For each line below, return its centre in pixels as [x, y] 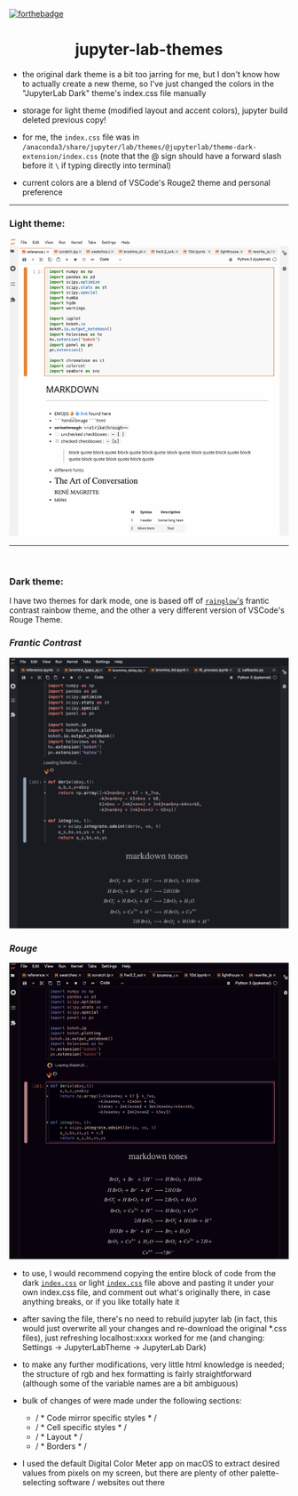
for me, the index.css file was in [81, 137]
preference [43, 192]
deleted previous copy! [64, 119]
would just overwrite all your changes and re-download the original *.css [154, 1329]
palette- [264, 1473]
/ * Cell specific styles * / [81, 1428]
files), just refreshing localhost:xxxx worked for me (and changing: [143, 1338]
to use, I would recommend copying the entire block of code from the [149, 1274]
